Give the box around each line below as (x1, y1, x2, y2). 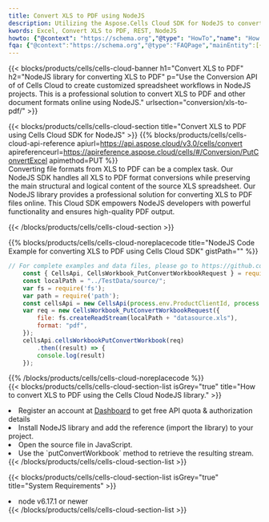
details (8, 415, 30, 424)
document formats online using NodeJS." (8, 98, 144, 107)
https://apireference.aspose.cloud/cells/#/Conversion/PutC (63, 148, 259, 157)
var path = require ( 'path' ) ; (22, 292, 120, 300)
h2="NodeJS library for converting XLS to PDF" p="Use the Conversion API (8, 72, 258, 82)
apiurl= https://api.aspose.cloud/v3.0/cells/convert (77, 139, 243, 148)
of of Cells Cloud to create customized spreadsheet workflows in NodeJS (8, 81, 251, 91)
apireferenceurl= (8, 148, 64, 157)
